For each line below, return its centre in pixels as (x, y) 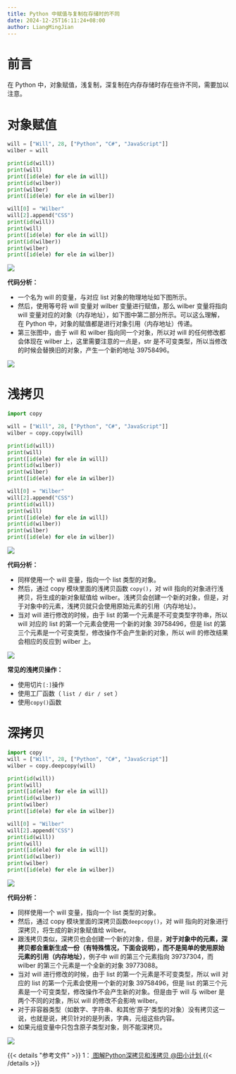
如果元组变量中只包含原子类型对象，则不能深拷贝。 (92, 1027)
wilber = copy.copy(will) (45, 433)
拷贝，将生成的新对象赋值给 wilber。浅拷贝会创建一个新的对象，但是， (120, 597)
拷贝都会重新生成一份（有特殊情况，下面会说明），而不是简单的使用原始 (121, 947)
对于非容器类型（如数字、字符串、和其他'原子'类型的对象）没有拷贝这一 (121, 1009)
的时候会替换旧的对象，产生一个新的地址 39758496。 (95, 350)
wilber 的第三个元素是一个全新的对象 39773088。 (89, 965)
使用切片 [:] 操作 (41, 685)
